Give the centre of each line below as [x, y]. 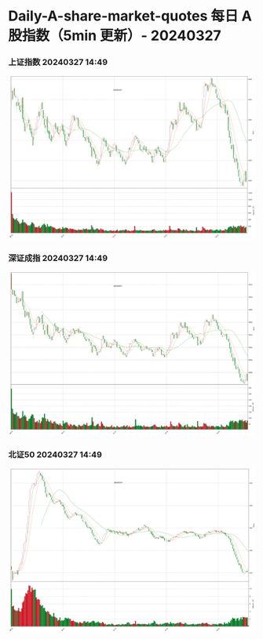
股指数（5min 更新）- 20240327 [115, 36]
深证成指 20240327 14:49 [58, 258]
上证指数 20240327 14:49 [58, 62]
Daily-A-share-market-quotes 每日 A [130, 16]
